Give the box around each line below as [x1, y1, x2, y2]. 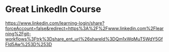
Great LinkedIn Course [5, 3, 101, 15]
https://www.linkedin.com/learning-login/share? [5, 20, 105, 26]
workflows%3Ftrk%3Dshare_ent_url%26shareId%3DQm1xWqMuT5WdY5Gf [5, 36, 163, 42]
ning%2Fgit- [5, 30, 31, 36]
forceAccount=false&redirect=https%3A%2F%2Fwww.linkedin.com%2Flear [5, 25, 164, 31]
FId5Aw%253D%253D [5, 41, 52, 47]
